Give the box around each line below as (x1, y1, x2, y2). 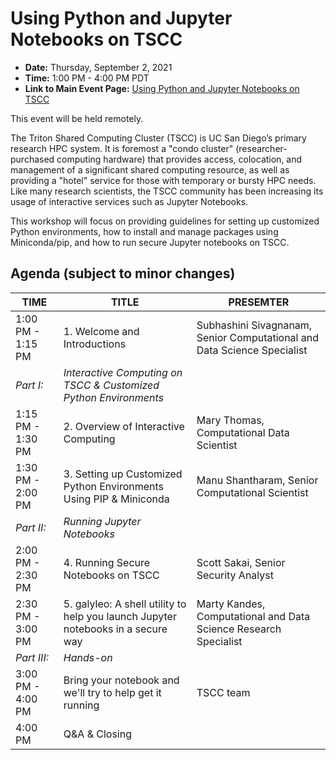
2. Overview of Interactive (63, 419, 185, 433)
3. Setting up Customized (63, 467, 183, 481)
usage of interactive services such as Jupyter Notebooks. (10, 195, 249, 207)
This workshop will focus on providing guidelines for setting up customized (10, 215, 320, 227)
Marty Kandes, (196, 597, 266, 611)
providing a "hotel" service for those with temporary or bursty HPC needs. (10, 174, 317, 186)
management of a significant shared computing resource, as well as (10, 163, 290, 176)
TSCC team (196, 685, 251, 699)
